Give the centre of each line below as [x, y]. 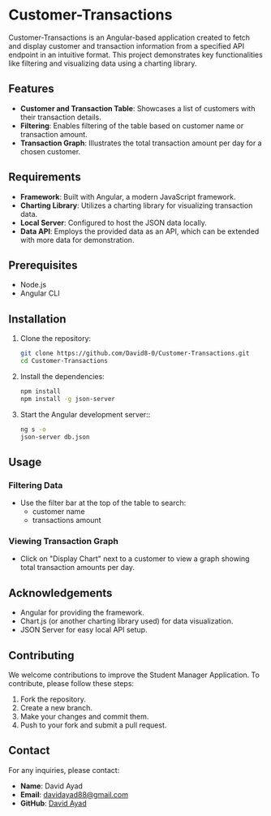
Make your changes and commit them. [84, 717]
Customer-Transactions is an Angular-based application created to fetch [129, 37]
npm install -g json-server [67, 399]
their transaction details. [60, 117]
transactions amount [67, 520]
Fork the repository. [53, 699]
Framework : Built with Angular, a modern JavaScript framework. [128, 196]
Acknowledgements [60, 593]
